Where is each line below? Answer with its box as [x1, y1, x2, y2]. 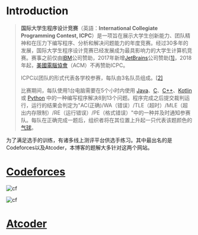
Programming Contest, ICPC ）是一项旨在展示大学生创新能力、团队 [20, 31, 186, 39]
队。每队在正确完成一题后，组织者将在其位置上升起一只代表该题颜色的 [20, 116, 193, 123]
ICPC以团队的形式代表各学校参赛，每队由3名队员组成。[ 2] [20, 74, 163, 81]
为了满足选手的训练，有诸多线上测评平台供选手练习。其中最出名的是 [6, 136, 173, 144]
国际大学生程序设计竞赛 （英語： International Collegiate [20, 24, 158, 31]
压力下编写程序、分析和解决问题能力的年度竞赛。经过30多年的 [36, 39, 189, 46]
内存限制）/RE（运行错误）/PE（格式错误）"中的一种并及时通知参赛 [25, 109, 191, 116]
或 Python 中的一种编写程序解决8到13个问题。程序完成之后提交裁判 [20, 94, 185, 101]
